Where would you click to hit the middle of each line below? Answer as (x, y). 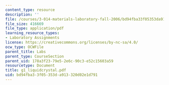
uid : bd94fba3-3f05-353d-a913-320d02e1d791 (52, 75)
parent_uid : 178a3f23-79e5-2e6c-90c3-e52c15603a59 (59, 61)
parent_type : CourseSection (35, 56)
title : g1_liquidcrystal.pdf (36, 70)
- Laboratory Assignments (32, 38)
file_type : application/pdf (35, 28)
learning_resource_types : (32, 33)
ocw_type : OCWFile (24, 47)
